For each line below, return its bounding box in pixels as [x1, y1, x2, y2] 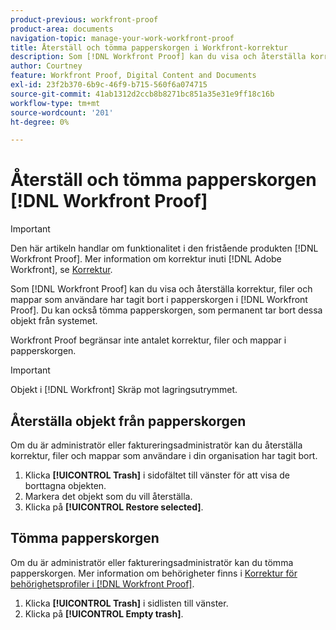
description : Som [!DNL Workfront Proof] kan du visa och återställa [10, 52, 307, 62]
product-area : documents [10, 24, 114, 34]
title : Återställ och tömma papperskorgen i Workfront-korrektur [10, 42, 288, 53]
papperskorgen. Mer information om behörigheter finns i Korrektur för [10, 567, 298, 579]
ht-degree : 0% [10, 117, 70, 127]
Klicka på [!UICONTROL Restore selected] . [24, 501, 204, 513]
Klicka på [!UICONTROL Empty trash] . [24, 607, 184, 620]
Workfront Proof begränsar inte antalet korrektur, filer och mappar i [10, 334, 287, 346]
